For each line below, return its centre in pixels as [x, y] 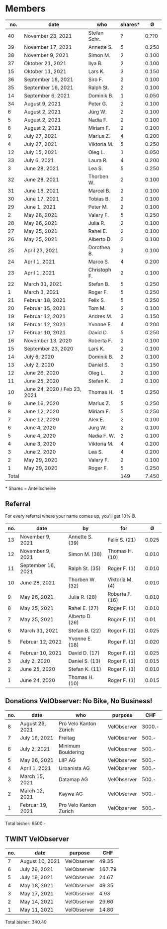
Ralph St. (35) [84, 568]
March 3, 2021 [42, 292]
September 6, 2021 [47, 95]
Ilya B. [95, 63]
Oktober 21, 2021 [45, 63]
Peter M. [98, 207]
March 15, [32, 776]
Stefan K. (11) [85, 669]
